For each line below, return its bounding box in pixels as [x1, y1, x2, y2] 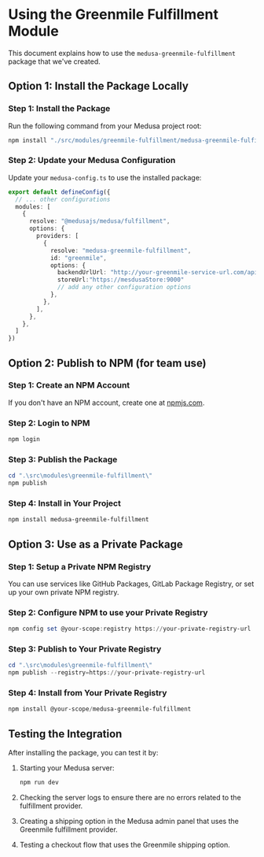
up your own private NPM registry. [8, 587, 119, 596]
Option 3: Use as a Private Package [8, 537, 183, 551]
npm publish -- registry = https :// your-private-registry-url [8, 669, 206, 677]
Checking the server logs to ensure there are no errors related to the [19, 793, 241, 803]
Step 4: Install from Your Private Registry [8, 688, 167, 699]
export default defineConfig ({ [8, 187, 111, 196]
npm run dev [19, 778, 59, 787]
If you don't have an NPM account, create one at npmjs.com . [8, 398, 205, 407]
